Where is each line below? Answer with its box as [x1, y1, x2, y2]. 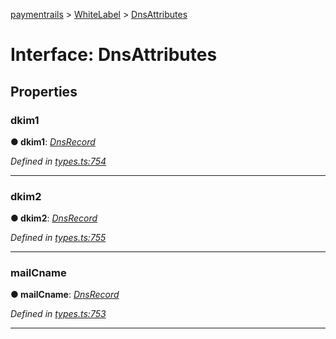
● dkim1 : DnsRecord [10, 135, 96, 148]
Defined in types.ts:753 [10, 308, 107, 320]
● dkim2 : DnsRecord [10, 212, 98, 224]
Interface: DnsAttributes [10, 44, 218, 66]
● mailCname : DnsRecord [10, 289, 120, 301]
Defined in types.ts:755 [10, 232, 107, 244]
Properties [10, 83, 78, 100]
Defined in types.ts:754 [10, 155, 107, 167]
